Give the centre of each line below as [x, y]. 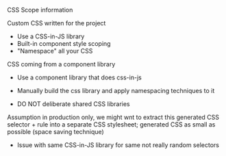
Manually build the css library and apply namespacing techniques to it [116, 91]
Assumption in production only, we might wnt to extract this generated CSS [113, 117]
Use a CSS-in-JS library [51, 36]
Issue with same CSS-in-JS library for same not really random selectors [118, 145]
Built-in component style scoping [64, 43]
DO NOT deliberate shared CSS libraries [73, 104]
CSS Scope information [40, 10]
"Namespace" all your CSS [55, 51]
